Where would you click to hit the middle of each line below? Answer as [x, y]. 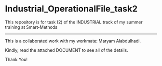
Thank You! [16, 59]
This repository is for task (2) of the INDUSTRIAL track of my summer [74, 22]
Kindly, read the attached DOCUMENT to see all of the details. [67, 50]
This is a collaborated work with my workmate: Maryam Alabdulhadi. [73, 41]
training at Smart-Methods [31, 27]
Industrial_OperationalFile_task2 [71, 9]
